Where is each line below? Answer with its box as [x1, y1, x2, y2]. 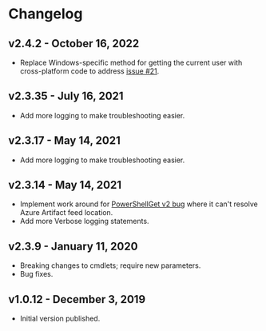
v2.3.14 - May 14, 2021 [8, 178, 122, 192]
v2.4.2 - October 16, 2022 [8, 37, 140, 50]
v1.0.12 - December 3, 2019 [8, 293, 146, 306]
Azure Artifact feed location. [19, 208, 113, 217]
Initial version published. [19, 313, 101, 324]
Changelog [8, 5, 83, 23]
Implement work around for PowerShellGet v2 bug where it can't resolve [19, 199, 258, 209]
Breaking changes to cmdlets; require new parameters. [19, 261, 201, 270]
